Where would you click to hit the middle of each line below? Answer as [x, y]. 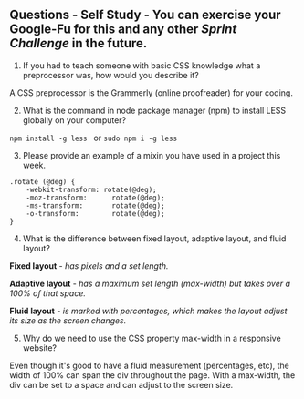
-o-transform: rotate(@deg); [96, 213]
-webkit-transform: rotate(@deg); [91, 189]
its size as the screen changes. [68, 320]
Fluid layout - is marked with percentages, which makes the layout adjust [148, 311]
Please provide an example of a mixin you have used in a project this [152, 155]
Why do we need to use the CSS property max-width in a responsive [152, 338]
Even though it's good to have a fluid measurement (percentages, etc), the [150, 365]
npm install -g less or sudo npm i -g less [94, 138]
